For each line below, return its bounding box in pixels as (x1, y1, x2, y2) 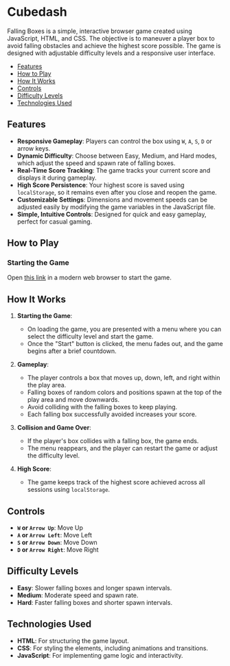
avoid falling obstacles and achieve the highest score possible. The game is (7, 41, 221, 50)
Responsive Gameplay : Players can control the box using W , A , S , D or (16, 137, 213, 145)
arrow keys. (16, 144, 51, 152)
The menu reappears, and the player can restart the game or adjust (27, 444, 218, 453)
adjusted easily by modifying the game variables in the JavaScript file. (16, 202, 216, 211)
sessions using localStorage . (27, 486, 111, 494)
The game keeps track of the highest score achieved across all (27, 478, 206, 486)
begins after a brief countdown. (27, 347, 117, 355)
